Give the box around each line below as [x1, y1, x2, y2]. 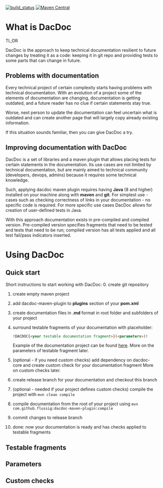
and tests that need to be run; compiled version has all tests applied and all [5, 227, 156, 233]
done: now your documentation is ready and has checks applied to [12, 424, 146, 430]
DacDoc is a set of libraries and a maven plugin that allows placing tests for [5, 156, 157, 162]
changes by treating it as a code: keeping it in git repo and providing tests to [5, 52, 158, 58]
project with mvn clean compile [12, 392, 75, 397]
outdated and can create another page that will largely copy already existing [5, 114, 158, 120]
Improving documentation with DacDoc [5, 144, 127, 152]
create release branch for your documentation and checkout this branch [12, 377, 158, 383]
